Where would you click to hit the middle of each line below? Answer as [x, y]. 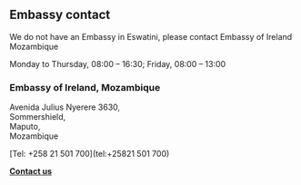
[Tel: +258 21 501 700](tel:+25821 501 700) [90, 154]
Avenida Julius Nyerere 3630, [65, 107]
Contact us [31, 171]
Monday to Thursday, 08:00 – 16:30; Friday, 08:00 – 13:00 [118, 63]
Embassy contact [60, 15]
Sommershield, [38, 117]
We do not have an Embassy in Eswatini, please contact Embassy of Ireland [151, 36]
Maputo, [25, 127]
